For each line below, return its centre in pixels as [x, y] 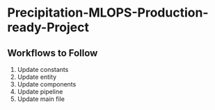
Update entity [37, 77]
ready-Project [48, 27]
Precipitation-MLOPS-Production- [108, 13]
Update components [47, 84]
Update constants [43, 70]
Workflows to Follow [53, 53]
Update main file [41, 99]
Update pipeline [40, 92]
